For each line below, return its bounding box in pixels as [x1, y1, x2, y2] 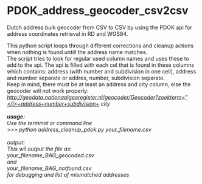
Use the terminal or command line [7, 119, 92, 126]
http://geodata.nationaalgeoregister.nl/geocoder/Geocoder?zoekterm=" [7, 94, 188, 101]
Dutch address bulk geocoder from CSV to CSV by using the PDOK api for [7, 24, 192, 31]
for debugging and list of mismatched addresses [7, 171, 130, 178]
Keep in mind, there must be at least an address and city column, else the [7, 80, 191, 88]
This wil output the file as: [7, 145, 72, 152]
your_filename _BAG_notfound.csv [7, 165, 92, 172]
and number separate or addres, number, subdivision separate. [7, 74, 165, 81]
